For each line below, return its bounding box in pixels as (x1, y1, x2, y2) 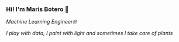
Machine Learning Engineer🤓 (6, 18, 77, 25)
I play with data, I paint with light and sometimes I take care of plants (6, 30, 173, 37)
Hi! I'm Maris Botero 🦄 (6, 5, 69, 13)
